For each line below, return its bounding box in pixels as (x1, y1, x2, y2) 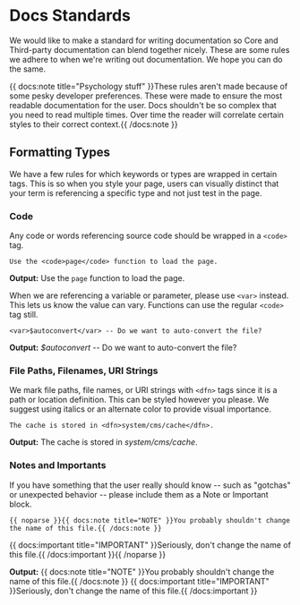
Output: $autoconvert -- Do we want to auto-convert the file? (9, 342, 237, 354)
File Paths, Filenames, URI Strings (9, 364, 159, 377)
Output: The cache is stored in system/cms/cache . (9, 437, 199, 447)
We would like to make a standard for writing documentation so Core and (9, 35, 279, 46)
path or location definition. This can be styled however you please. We (9, 395, 270, 405)
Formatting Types (9, 145, 110, 160)
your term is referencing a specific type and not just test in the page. (9, 187, 262, 198)
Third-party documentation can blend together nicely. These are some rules (9, 44, 290, 55)
